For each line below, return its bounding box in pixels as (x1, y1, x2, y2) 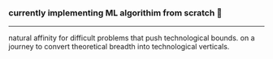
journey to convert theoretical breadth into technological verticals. (8, 42, 230, 52)
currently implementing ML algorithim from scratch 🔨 (8, 7, 223, 19)
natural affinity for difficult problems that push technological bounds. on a (8, 33, 255, 43)
